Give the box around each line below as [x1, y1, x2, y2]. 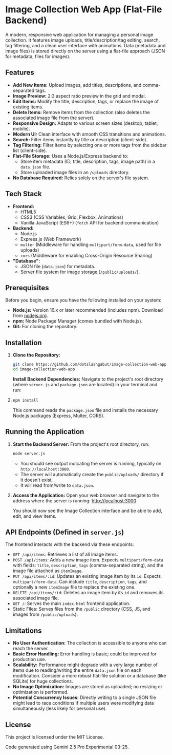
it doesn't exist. [20, 477, 53, 483]
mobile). [12, 125, 30, 131]
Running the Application [5, 427, 84, 436]
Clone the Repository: [12, 352, 60, 358]
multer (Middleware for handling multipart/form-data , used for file [20, 241, 161, 248]
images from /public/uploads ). [12, 611, 78, 617]
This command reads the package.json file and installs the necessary [12, 407, 159, 413]
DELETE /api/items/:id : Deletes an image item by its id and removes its [12, 590, 164, 596]
